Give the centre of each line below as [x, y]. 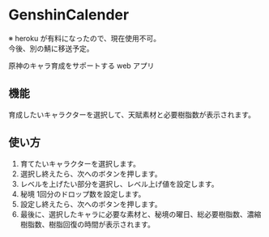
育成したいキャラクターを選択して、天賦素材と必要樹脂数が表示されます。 [132, 114]
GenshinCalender [69, 15]
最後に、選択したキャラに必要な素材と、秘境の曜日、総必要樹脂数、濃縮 [141, 214]
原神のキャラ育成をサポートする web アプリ [81, 66]
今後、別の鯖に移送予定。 [51, 48]
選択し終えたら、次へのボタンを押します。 [91, 174]
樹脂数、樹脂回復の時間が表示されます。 [88, 224]
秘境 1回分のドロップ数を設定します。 [83, 194]
